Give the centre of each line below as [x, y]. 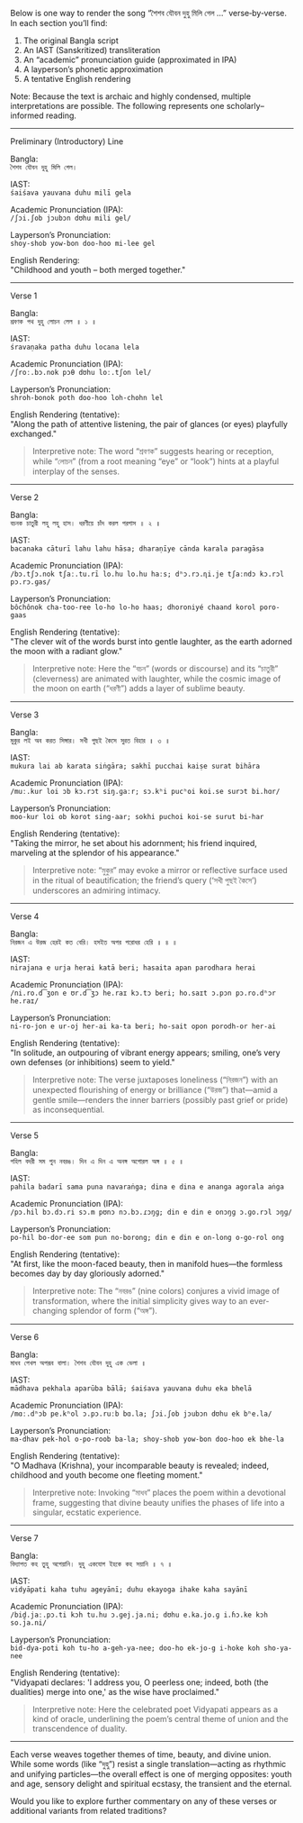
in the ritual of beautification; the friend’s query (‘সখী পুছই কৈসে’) [144, 880]
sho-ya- [278, 1648]
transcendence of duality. [80, 1728]
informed [27, 115]
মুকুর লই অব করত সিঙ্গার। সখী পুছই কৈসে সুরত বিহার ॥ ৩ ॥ [90, 741]
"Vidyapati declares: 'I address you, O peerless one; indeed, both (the [139, 1682]
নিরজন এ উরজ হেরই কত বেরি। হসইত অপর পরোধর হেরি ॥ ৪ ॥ [94, 943]
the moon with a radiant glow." [67, 651]
